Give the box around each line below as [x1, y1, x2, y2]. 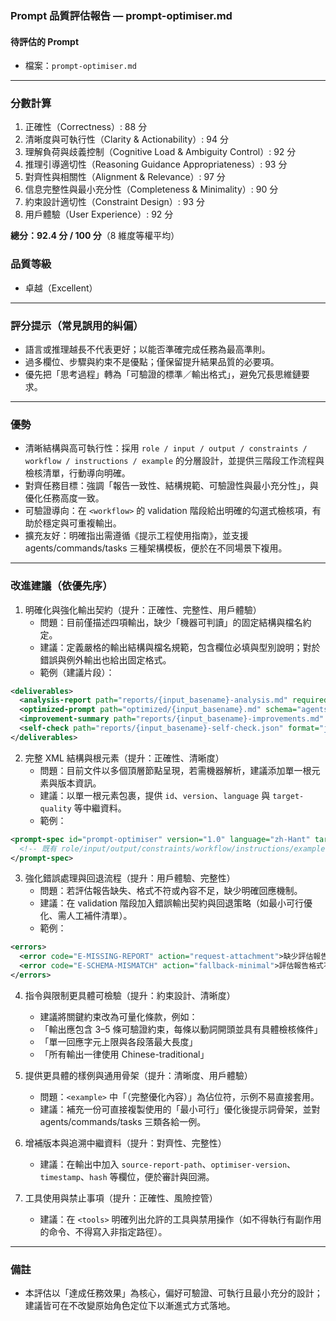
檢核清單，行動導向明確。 [24, 467, 131, 479]
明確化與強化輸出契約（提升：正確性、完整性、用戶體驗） [24, 603, 262, 616]
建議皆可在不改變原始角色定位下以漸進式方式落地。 [24, 1300, 236, 1312]
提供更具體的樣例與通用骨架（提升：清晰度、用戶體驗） [24, 1069, 253, 1081]
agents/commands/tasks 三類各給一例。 [39, 1115, 207, 1127]
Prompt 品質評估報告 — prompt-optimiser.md [10, 8, 233, 22]
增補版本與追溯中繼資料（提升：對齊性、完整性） [24, 1137, 227, 1149]
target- [272, 791, 305, 801]
